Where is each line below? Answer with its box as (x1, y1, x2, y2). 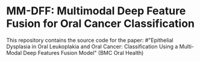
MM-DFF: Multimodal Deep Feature (6, 4, 186, 18)
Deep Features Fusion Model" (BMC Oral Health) (23, 49, 144, 56)
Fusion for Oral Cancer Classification (6, 17, 195, 30)
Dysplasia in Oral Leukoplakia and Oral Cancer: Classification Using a (6, 43, 178, 50)
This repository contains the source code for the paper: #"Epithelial (6, 36, 173, 44)
